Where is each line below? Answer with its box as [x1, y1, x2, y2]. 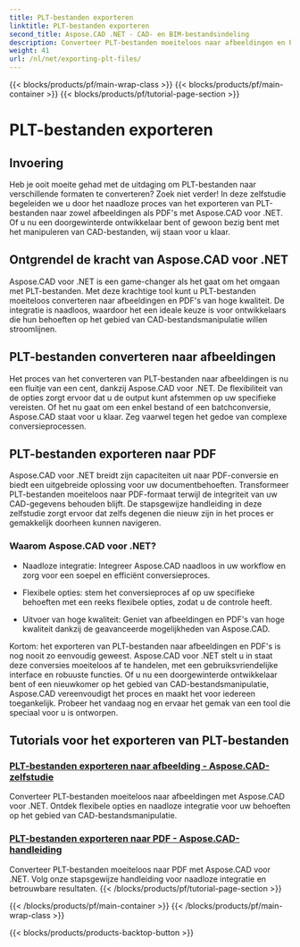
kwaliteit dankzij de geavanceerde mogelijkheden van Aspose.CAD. [21, 623, 271, 634]
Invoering [9, 155, 64, 171]
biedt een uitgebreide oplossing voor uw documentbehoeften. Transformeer [9, 480, 289, 490]
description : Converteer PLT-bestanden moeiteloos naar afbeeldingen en [9, 38, 286, 47]
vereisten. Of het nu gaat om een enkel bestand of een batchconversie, [9, 401, 271, 412]
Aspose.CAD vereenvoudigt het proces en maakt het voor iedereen [9, 688, 256, 699]
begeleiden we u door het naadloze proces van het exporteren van [9, 198, 254, 208]
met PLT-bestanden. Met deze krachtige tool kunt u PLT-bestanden [9, 285, 256, 296]
